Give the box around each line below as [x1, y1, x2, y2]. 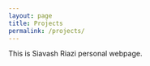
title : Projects [8, 19, 63, 27]
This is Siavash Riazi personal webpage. [8, 49, 143, 59]
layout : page [8, 11, 53, 20]
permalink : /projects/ [8, 27, 85, 35]
